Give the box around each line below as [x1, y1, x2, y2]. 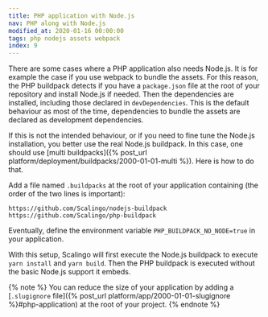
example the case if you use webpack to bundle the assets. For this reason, [8, 72, 259, 82]
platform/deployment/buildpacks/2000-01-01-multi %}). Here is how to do [8, 156, 255, 166]
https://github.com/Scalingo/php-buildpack [8, 212, 157, 220]
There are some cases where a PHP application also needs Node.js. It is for [8, 64, 258, 73]
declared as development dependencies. [8, 115, 144, 125]
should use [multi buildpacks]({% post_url [8, 148, 147, 158]
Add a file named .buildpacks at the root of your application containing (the [8, 180, 259, 190]
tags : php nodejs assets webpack [8, 34, 121, 43]
